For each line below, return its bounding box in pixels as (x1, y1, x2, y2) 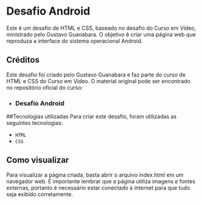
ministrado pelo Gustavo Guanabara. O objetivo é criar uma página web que (6, 30, 196, 38)
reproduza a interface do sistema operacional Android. (6, 37, 143, 44)
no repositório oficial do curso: (6, 84, 83, 91)
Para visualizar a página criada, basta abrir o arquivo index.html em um (6, 171, 184, 178)
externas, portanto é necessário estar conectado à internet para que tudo (6, 184, 190, 191)
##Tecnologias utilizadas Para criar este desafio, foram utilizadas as (6, 113, 177, 120)
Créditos (6, 55, 40, 65)
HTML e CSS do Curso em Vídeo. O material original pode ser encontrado (6, 77, 191, 84)
